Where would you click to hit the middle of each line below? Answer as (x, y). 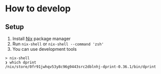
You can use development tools (44, 49)
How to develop (38, 9)
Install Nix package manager (41, 38)
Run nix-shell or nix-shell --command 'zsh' (58, 44)
